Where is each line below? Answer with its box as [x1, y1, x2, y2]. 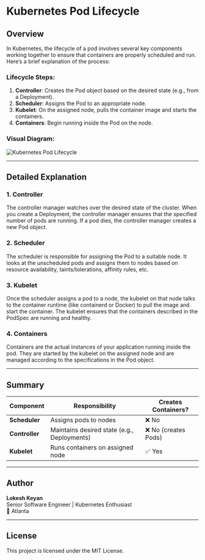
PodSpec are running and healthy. [6, 314, 92, 321]
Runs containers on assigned [50, 443, 134, 451]
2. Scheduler [6, 239, 45, 247]
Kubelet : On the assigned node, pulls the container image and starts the [15, 106, 197, 114]
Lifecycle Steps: [6, 73, 56, 81]
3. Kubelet [6, 281, 38, 289]
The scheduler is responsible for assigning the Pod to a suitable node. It [6, 252, 187, 260]
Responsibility [73, 401, 117, 410]
